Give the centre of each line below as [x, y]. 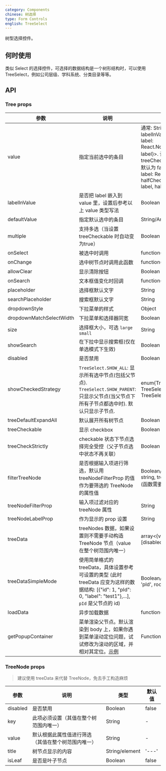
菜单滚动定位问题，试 [109, 637]
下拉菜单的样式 [96, 309]
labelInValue [22, 202]
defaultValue [22, 219]
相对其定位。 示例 [99, 652]
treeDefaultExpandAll [32, 420]
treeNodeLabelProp [30, 519]
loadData [18, 612]
